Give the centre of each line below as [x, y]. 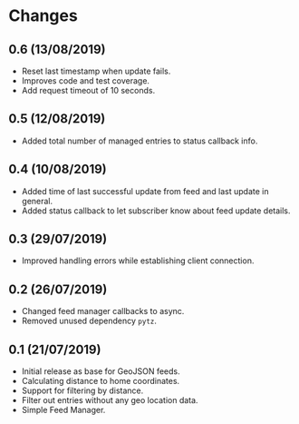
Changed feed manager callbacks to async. [103, 311]
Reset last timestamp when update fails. [96, 71]
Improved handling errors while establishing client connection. [138, 261]
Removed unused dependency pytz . [89, 321]
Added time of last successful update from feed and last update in [145, 191]
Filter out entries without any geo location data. [110, 400]
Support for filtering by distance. [82, 390]
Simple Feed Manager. [63, 410]
